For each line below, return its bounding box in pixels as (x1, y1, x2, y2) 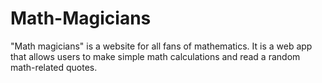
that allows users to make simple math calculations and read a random (10, 50, 301, 62)
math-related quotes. (10, 61, 98, 73)
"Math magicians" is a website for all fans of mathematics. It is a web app (10, 40, 313, 52)
